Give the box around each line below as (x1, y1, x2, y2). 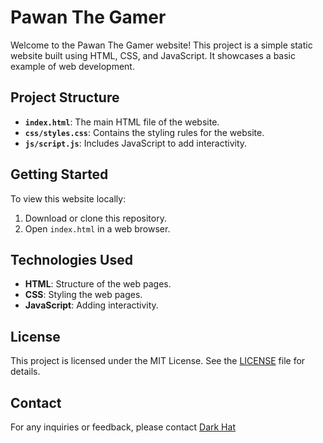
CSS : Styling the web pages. (24, 289, 143, 301)
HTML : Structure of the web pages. (24, 278, 172, 290)
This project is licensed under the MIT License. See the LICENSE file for (10, 355, 306, 367)
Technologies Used (10, 251, 133, 268)
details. (10, 366, 41, 378)
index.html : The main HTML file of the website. (24, 116, 220, 128)
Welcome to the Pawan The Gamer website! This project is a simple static (10, 39, 313, 51)
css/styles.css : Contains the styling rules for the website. (24, 126, 265, 138)
